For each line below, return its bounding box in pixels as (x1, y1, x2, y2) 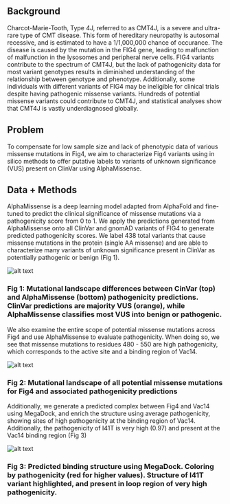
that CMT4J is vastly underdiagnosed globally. (7, 104, 139, 112)
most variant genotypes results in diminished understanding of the (7, 67, 196, 76)
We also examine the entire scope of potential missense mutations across (7, 325, 216, 333)
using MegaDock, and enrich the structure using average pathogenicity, (7, 409, 211, 418)
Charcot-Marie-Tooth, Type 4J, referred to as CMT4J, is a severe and (7, 23, 204, 32)
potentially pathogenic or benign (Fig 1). (7, 254, 120, 262)
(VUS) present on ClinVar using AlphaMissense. (7, 164, 142, 173)
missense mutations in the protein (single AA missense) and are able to (7, 239, 208, 247)
